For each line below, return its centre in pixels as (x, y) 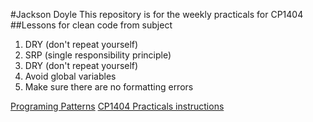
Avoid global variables (70, 76)
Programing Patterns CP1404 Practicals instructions (117, 106)
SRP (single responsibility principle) (98, 55)
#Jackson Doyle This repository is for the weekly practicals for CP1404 (157, 14)
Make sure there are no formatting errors (109, 87)
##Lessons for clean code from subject (91, 25)
